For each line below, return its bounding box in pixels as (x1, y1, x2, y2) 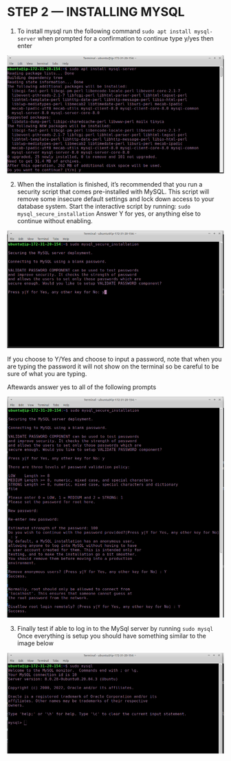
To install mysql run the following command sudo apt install (16, 27, 192, 35)
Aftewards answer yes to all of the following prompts (7, 383, 157, 391)
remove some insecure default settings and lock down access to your (16, 194, 214, 203)
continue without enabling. (16, 216, 93, 225)
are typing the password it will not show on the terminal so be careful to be (7, 362, 219, 371)
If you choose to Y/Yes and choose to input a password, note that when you (7, 355, 222, 364)
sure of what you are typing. (7, 370, 87, 378)
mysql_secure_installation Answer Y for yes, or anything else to (16, 209, 201, 218)
